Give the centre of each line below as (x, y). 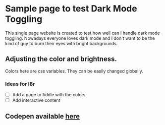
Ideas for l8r (20, 84)
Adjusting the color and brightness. (61, 59)
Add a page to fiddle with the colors (49, 95)
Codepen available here (43, 116)
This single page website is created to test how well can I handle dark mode (82, 33)
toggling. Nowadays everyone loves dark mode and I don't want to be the (80, 38)
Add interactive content (36, 100)
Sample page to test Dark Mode (71, 9)
